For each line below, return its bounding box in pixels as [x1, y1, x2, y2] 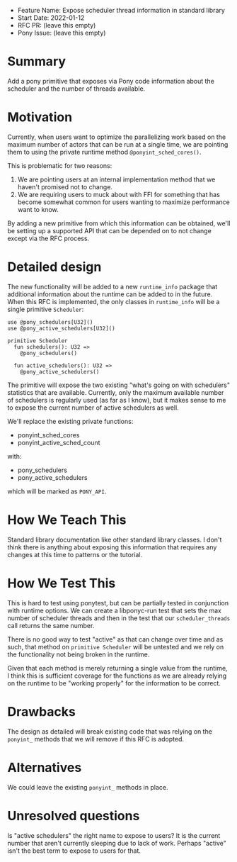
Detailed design [7, 259, 102, 275]
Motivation [7, 109, 73, 125]
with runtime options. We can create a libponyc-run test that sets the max [7, 606, 221, 615]
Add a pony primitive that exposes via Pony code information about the [7, 77, 214, 85]
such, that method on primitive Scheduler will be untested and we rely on [7, 642, 224, 651]
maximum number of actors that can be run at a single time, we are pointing [7, 140, 229, 148]
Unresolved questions [7, 807, 140, 824]
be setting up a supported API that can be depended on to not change [7, 226, 212, 235]
